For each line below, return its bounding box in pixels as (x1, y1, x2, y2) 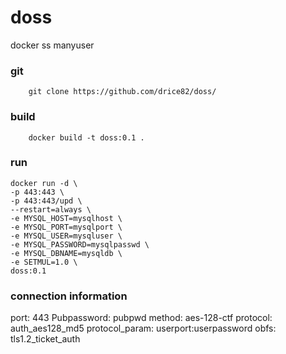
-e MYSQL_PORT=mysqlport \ (10, 222, 123, 232)
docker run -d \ (10, 178, 78, 188)
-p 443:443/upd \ (10, 196, 83, 206)
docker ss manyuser (10, 39, 95, 51)
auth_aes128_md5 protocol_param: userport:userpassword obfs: (10, 322, 277, 335)
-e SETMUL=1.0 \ (10, 257, 78, 267)
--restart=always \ (10, 204, 92, 215)
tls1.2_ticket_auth (10, 333, 81, 345)
